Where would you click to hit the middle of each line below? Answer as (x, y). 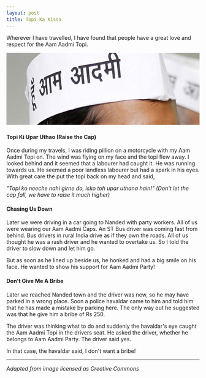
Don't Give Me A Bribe (35, 281)
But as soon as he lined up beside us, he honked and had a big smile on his (101, 260)
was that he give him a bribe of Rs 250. (56, 314)
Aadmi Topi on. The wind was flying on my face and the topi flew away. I (98, 157)
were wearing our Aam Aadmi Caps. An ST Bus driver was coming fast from (102, 229)
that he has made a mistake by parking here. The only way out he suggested (103, 308)
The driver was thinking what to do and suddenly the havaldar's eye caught (102, 326)
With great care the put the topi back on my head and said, (81, 176)
